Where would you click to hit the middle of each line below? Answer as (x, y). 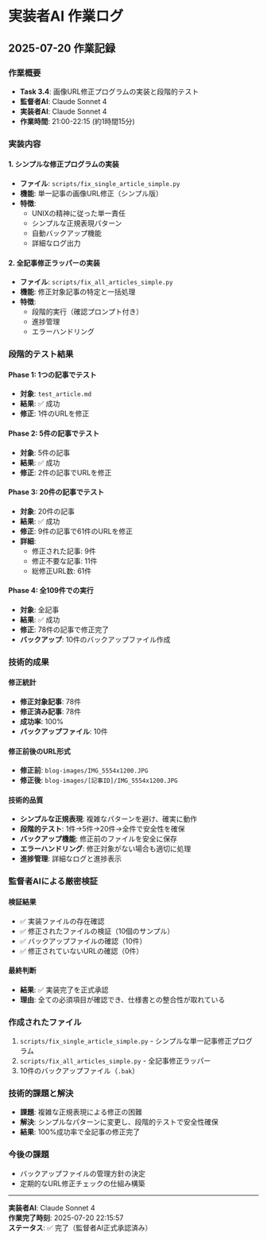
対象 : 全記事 (39, 610)
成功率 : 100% (41, 722)
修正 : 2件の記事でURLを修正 (66, 472)
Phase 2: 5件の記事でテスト (54, 433)
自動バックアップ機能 (66, 233)
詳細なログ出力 (56, 243)
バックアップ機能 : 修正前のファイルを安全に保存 (98, 839)
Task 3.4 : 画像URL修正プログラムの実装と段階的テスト (109, 91)
